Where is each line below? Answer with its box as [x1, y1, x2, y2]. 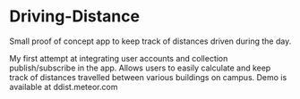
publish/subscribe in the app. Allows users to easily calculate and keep [9, 62, 271, 73]
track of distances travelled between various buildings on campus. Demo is [9, 71, 287, 82]
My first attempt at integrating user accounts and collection [9, 53, 228, 63]
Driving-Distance [9, 6, 141, 27]
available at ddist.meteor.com [9, 81, 118, 92]
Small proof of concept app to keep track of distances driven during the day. [9, 36, 292, 46]
